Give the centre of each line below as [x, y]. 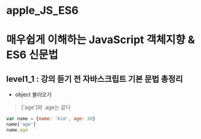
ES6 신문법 [32, 55]
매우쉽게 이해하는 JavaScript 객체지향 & [101, 40]
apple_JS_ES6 [42, 11]
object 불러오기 [33, 94]
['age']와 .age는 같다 [46, 107]
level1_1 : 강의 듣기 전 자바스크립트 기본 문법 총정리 [95, 79]
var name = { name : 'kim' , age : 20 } [51, 119]
